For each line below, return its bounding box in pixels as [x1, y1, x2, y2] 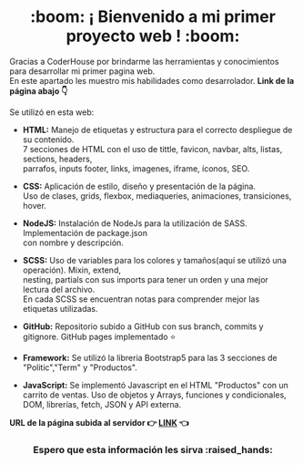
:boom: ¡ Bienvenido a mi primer [30, 6, 276, 27]
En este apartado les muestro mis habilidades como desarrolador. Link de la [9, 75, 295, 86]
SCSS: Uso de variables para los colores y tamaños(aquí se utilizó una [22, 254, 287, 265]
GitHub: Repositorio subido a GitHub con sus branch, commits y [22, 321, 264, 332]
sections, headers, [22, 153, 93, 164]
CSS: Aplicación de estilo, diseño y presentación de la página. [22, 181, 257, 191]
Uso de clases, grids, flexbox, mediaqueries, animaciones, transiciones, [22, 190, 292, 201]
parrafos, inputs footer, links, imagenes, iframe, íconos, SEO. [22, 162, 250, 174]
